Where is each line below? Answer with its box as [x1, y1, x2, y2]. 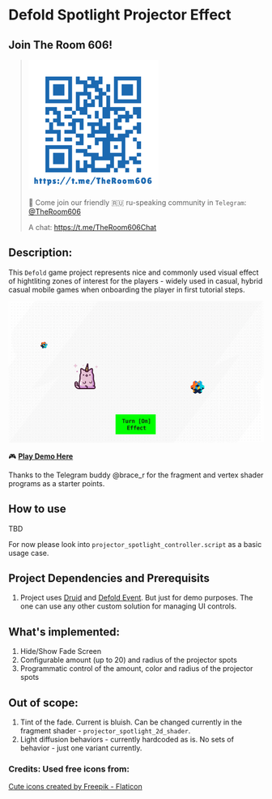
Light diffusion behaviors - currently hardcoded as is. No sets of [19, 735, 235, 745]
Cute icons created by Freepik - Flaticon [8, 782, 143, 792]
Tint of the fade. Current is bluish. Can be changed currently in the [19, 717, 243, 727]
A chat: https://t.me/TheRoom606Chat [28, 223, 157, 232]
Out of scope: [8, 695, 79, 710]
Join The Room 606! [8, 38, 113, 52]
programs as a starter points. [8, 478, 105, 488]
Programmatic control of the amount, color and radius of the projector [19, 664, 253, 673]
